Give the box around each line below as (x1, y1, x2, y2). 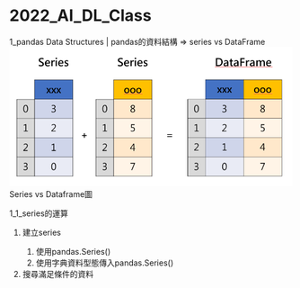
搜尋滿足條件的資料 (22, 268, 94, 279)
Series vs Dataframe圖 (9, 188, 93, 199)
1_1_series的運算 (9, 208, 69, 219)
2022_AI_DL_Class (9, 5, 152, 26)
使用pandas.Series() (35, 246, 110, 256)
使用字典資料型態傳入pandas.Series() (35, 257, 173, 268)
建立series (22, 227, 61, 238)
